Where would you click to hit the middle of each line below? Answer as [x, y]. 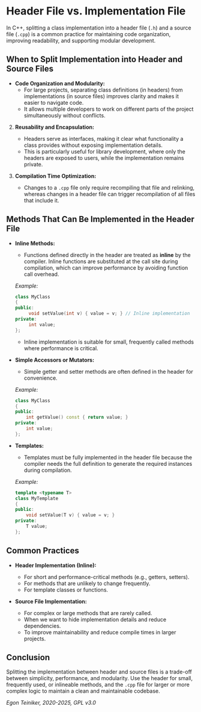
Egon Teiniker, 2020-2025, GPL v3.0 [51, 703]
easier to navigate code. [54, 102]
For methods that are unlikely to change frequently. [87, 583]
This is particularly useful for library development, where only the [105, 151]
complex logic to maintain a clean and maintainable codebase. [83, 691]
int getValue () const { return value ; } [77, 417]
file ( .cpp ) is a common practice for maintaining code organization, [88, 34]
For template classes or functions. [66, 590]
